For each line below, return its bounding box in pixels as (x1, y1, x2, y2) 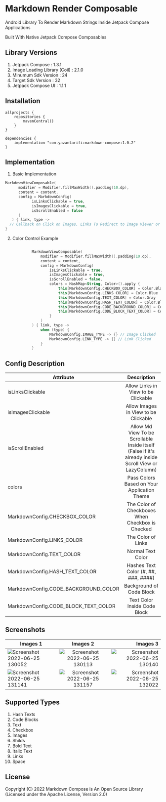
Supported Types (5, 698, 60, 707)
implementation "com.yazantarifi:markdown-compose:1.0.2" (14, 140, 136, 145)
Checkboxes (126, 507, 156, 514)
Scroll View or (125, 460, 158, 467)
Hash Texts (12, 711, 36, 717)
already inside (125, 454, 158, 461)
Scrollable (129, 436, 153, 442)
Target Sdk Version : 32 (12, 77, 61, 83)
